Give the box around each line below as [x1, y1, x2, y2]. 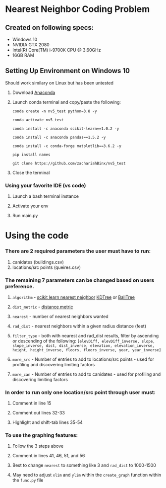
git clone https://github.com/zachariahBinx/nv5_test [12, 161, 126, 166]
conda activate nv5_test [12, 117, 64, 122]
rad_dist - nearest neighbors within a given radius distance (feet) [12, 323, 147, 329]
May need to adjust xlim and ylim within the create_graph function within [12, 472, 162, 478]
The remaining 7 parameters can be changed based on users [5, 277, 155, 284]
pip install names [12, 152, 51, 157]
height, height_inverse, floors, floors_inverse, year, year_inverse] [12, 347, 162, 352]
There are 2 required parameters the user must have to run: [5, 247, 151, 254]
